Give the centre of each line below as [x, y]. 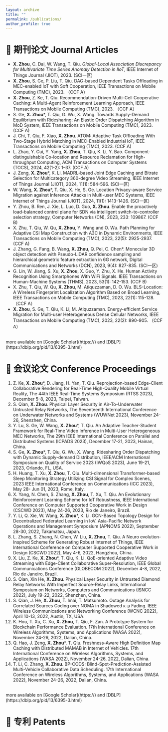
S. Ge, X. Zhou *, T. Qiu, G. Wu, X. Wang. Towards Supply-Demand [81, 115]
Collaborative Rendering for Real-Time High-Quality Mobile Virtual [81, 388]
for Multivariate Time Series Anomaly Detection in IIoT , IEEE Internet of [85, 69]
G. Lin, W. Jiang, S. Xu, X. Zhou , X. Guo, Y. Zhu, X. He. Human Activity [85, 271]
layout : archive [22, 10]
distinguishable [28, 157]
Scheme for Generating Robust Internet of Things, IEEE [87, 542]
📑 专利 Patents [36, 722]
